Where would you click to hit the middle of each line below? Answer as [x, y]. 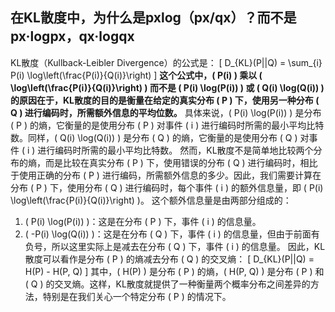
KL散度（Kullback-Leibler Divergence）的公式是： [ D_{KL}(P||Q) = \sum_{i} [166, 62]
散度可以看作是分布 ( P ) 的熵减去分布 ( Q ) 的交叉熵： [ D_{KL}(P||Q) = [169, 259]
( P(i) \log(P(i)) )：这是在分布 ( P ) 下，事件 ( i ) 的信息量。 [143, 221]
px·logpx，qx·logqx [72, 36]
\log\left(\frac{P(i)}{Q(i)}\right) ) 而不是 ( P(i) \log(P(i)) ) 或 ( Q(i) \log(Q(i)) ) [167, 87]
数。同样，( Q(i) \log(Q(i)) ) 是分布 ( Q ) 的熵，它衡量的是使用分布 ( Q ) [154, 137]
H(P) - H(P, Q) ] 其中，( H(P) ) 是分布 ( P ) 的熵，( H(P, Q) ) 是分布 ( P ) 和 [174, 271]
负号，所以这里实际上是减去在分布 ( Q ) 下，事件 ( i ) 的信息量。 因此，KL [175, 246]
